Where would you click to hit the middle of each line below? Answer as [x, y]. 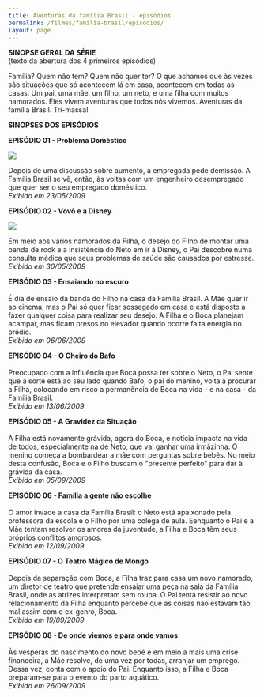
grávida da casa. [35, 472]
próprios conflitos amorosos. [55, 537]
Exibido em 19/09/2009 [46, 620]
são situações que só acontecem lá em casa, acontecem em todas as [121, 85]
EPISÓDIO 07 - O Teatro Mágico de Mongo [78, 561]
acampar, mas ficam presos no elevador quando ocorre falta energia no [125, 324]
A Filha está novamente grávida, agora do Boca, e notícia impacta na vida [128, 439]
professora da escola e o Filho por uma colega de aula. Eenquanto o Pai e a [131, 521]
